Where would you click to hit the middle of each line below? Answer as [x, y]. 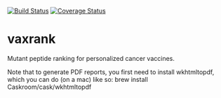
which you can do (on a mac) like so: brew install [78, 79]
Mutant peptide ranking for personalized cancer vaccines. [91, 58]
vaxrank [32, 39]
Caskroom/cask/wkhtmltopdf [49, 87]
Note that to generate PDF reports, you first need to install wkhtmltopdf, [111, 72]
